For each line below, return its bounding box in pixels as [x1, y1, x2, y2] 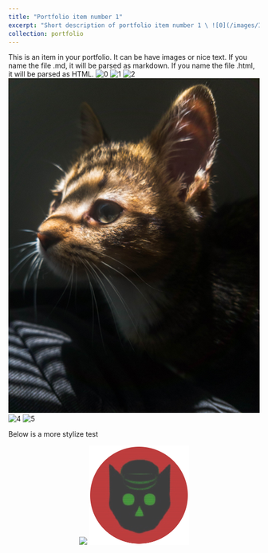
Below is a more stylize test [8, 429, 98, 439]
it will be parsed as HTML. [8, 69, 94, 79]
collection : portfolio [8, 29, 84, 37]
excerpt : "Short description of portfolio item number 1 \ [8, 21, 209, 29]
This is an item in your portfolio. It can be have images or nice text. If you [8, 53, 247, 62]
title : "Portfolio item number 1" [8, 13, 124, 21]
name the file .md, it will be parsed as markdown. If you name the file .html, [8, 61, 255, 71]
